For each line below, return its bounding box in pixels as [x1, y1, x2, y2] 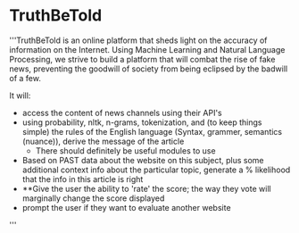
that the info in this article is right [21, 173, 144, 184]
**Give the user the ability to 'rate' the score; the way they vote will [21, 183, 271, 194]
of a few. [9, 72, 42, 83]
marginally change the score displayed [21, 193, 165, 204]
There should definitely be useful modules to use [35, 145, 216, 156]
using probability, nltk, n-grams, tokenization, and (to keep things [21, 117, 262, 128]
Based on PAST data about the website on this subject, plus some [21, 154, 264, 165]
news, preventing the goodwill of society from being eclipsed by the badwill [9, 63, 288, 74]
